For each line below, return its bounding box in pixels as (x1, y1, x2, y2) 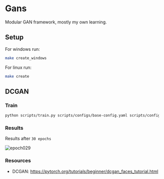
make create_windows (5, 56, 47, 60)
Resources (5, 157, 31, 164)
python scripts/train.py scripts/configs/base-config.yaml (5, 113, 128, 118)
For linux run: (5, 64, 32, 70)
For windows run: (5, 46, 40, 52)
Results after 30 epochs (5, 136, 51, 141)
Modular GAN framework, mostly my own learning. (5, 19, 107, 25)
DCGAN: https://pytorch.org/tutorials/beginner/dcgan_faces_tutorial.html (12, 168, 159, 174)
